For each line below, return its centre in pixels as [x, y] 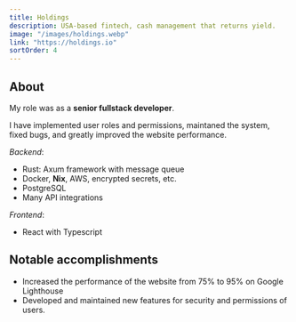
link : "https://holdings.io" [63, 42]
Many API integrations [63, 197]
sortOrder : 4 [33, 51]
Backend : [27, 151]
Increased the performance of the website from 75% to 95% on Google [153, 281]
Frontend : [27, 214]
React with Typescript [62, 231]
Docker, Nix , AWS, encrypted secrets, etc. [100, 178]
